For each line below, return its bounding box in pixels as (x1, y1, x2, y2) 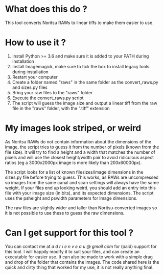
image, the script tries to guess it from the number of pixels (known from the (5, 144, 159, 150)
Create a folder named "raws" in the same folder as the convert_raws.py (12, 79, 159, 85)
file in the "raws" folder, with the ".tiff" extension (12, 105, 110, 111)
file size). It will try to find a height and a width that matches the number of (5, 149, 156, 155)
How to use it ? (5, 37, 66, 48)
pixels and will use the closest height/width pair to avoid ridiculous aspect (5, 154, 154, 160)
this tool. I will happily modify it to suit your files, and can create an (5, 248, 140, 254)
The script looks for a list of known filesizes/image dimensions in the (5, 169, 143, 175)
